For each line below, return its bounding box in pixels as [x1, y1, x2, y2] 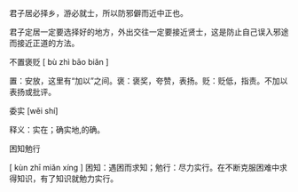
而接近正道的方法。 [9, 38, 80, 48]
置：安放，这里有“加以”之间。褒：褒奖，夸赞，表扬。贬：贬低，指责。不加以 [9, 76, 288, 86]
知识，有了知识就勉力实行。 [16, 173, 118, 184]
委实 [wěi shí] [9, 106, 59, 116]
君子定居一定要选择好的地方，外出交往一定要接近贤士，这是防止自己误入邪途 [9, 27, 289, 37]
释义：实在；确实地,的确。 [9, 124, 106, 135]
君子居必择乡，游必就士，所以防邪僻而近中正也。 [9, 8, 188, 18]
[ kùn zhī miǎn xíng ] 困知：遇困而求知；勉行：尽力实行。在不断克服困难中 [9, 163, 280, 172]
